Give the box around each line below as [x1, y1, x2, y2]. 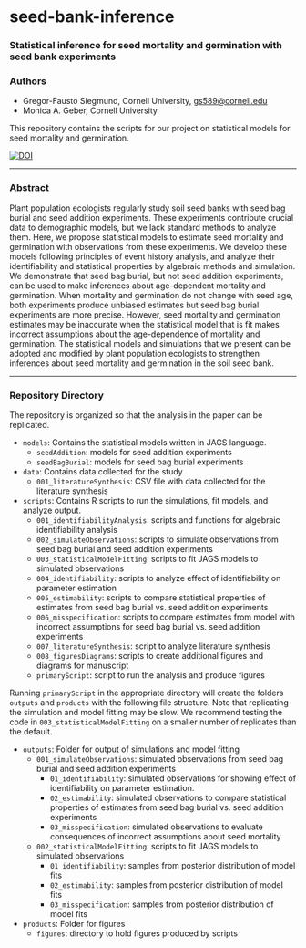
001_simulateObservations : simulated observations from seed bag [36, 754, 284, 764]
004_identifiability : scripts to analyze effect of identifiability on [36, 573, 281, 583]
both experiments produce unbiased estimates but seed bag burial [9, 299, 260, 310]
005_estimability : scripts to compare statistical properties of [36, 592, 266, 603]
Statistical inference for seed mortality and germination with [9, 39, 282, 52]
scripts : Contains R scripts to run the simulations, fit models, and [22, 495, 269, 505]
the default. [9, 726, 53, 736]
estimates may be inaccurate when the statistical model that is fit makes [9, 318, 280, 329]
